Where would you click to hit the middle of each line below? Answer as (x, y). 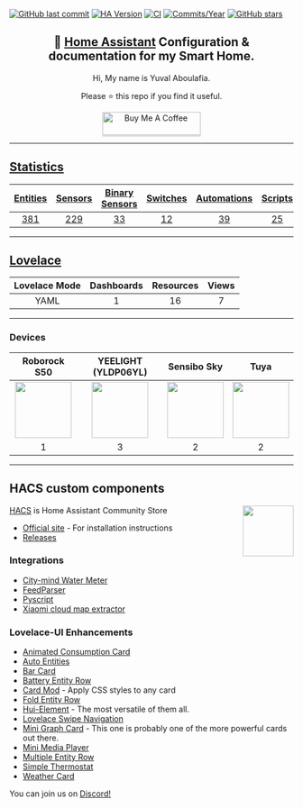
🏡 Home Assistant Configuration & (151, 42)
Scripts (277, 198)
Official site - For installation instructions (97, 528)
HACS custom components (87, 489)
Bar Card (39, 671)
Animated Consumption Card (76, 652)
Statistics (37, 167)
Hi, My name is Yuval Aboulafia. (151, 77)
